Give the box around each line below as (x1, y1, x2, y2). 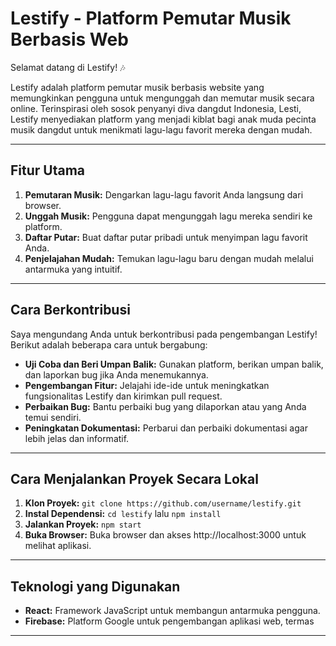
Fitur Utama (10, 162, 86, 179)
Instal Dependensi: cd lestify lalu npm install (24, 508, 222, 520)
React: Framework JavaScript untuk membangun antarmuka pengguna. (24, 605, 321, 617)
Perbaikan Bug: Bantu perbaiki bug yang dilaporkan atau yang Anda (24, 400, 307, 412)
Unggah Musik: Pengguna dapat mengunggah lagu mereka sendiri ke (24, 210, 313, 222)
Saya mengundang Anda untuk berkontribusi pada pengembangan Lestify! (10, 328, 318, 340)
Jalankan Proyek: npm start (24, 518, 142, 531)
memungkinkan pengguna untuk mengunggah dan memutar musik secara (10, 92, 315, 104)
